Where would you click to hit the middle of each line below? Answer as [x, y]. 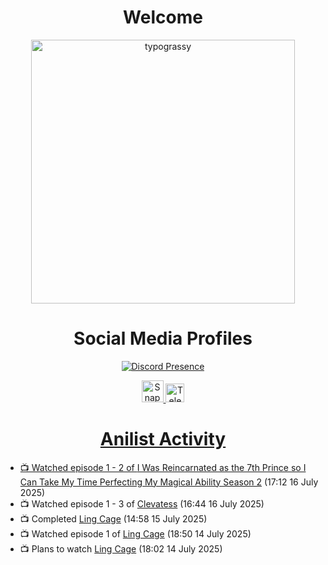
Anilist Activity [163, 439]
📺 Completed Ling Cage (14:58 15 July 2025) [113, 518]
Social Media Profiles [163, 338]
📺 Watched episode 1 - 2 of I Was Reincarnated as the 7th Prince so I [163, 467]
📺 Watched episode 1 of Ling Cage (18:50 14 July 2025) [135, 533]
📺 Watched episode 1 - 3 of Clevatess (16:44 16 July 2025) [142, 503]
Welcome [163, 17]
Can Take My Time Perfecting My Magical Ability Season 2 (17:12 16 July [169, 482]
